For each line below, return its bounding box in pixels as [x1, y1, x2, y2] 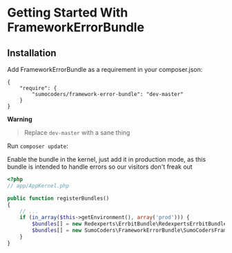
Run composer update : [7, 142, 68, 150]
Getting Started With [7, 5, 128, 21]
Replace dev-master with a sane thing [23, 129, 130, 136]
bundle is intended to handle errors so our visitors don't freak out [7, 162, 193, 171]
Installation [7, 47, 57, 59]
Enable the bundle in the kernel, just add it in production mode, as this [7, 156, 206, 163]
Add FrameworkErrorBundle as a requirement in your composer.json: [7, 66, 203, 73]
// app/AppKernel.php [7, 182, 70, 189]
